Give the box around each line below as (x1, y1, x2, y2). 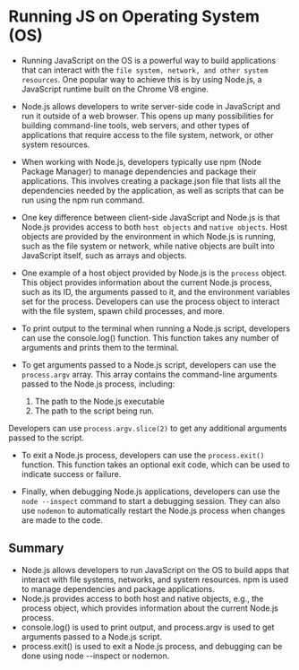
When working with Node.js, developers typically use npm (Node (21, 156, 261, 167)
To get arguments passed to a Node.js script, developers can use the (21, 359, 277, 370)
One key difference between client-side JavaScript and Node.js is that (21, 212, 280, 222)
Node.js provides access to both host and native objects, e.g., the (21, 593, 264, 604)
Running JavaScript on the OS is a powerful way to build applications (21, 55, 277, 65)
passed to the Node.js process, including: (21, 379, 175, 389)
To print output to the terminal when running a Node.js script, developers (21, 323, 291, 334)
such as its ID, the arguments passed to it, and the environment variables (21, 286, 291, 297)
